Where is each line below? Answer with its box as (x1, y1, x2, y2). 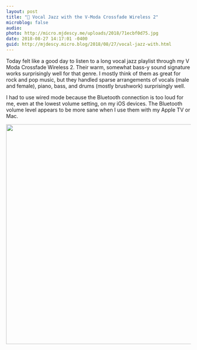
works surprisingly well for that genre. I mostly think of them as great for (6, 70, 181, 77)
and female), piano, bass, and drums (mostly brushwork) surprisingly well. (6, 82, 186, 89)
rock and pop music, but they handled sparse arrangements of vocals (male (6, 76, 189, 83)
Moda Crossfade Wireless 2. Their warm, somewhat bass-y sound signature (6, 63, 191, 70)
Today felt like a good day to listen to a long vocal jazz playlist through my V (6, 57, 189, 65)
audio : (6, 25, 22, 31)
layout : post (6, 8, 38, 15)
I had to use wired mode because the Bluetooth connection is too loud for (6, 93, 184, 100)
